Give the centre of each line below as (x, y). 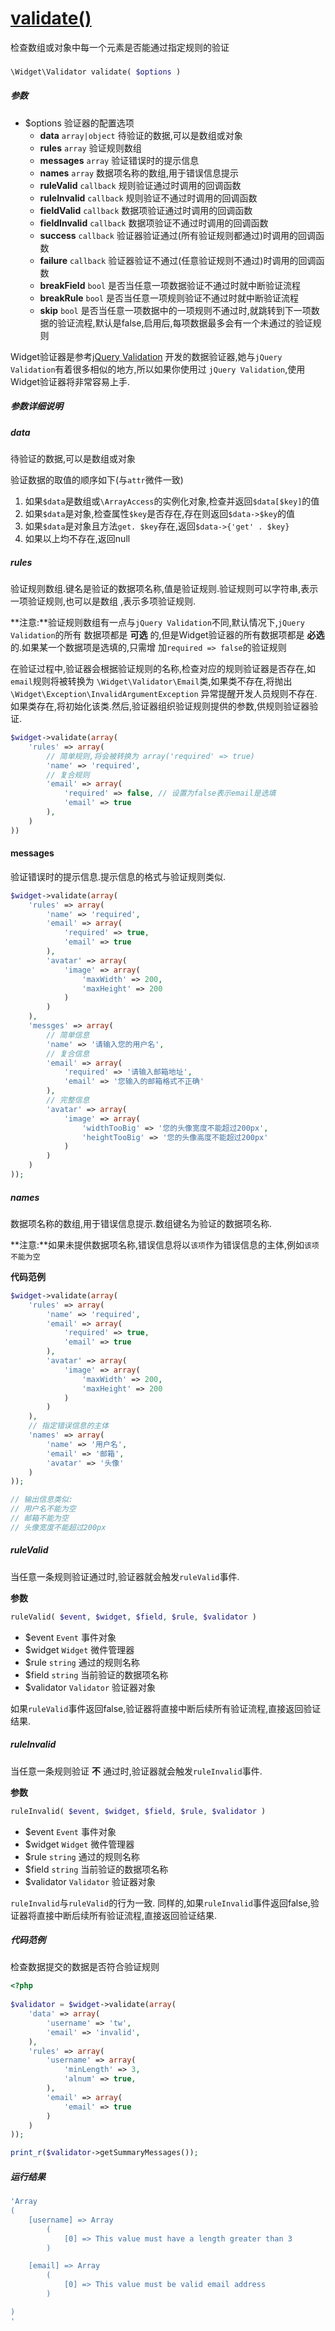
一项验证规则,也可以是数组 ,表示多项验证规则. (103, 601)
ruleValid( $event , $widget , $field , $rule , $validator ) (133, 1617)
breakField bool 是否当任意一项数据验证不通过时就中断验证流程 (170, 285)
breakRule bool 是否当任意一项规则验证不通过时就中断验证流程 (169, 298)
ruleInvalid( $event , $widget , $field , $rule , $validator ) (138, 1811)
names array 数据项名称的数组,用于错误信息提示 (139, 173)
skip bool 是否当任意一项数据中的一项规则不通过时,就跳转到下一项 (175, 310)
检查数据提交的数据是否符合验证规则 (85, 1967)
